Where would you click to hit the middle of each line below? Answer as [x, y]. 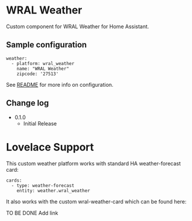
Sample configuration [47, 45]
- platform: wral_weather [43, 63]
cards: [14, 180]
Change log [28, 103]
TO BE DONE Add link [32, 213]
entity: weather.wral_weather [54, 191]
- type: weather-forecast [43, 185]
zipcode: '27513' [38, 74]
